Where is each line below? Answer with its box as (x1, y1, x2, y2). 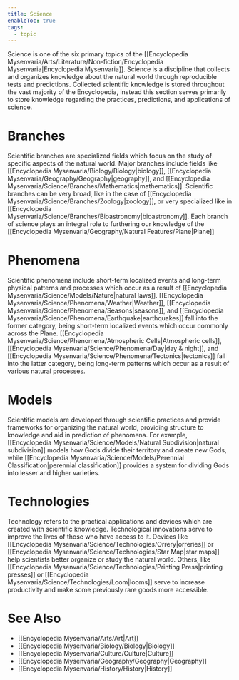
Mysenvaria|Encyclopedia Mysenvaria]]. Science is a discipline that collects (7, 65, 230, 73)
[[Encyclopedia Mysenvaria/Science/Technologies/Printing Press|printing (7, 563, 223, 571)
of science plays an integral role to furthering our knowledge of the (7, 220, 205, 228)
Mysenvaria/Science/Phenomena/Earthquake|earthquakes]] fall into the (7, 314, 219, 323)
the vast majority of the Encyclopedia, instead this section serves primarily (7, 88, 227, 96)
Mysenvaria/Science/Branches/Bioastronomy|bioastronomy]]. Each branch (7, 212, 228, 221)
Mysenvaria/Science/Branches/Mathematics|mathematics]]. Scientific (7, 182, 213, 191)
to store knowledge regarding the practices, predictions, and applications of (7, 96, 230, 104)
